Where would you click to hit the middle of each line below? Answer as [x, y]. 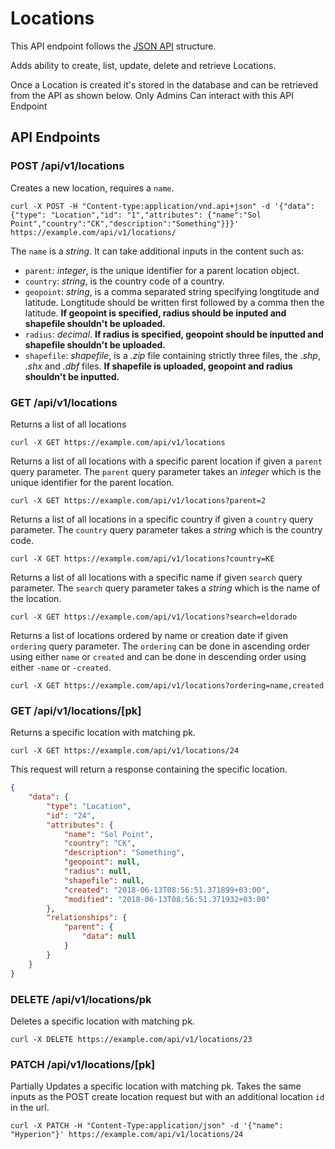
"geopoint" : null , [102, 862]
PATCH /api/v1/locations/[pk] [83, 1064]
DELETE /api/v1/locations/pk [81, 999]
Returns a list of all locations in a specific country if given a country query [162, 519]
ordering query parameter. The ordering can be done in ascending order [160, 646]
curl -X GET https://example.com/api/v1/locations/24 [125, 751]
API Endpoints [55, 137]
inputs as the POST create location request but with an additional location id [167, 1097]
